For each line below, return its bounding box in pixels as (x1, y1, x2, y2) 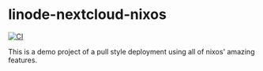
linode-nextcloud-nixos (8, 6, 167, 24)
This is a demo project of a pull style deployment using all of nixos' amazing (8, 47, 255, 56)
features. (8, 55, 38, 65)
